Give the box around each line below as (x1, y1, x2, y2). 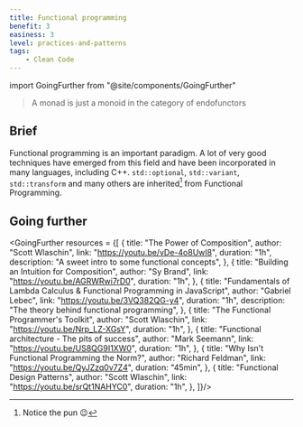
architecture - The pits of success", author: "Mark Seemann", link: (9, 333, 254, 344)
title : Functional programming (9, 13, 127, 23)
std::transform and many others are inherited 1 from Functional (9, 176, 243, 189)
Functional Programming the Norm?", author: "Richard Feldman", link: (9, 353, 266, 364)
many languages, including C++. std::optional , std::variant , (9, 166, 241, 177)
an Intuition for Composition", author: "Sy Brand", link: (9, 266, 209, 277)
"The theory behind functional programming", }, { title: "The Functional (9, 304, 271, 316)
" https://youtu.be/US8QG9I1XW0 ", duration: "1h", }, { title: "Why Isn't (9, 343, 264, 354)
